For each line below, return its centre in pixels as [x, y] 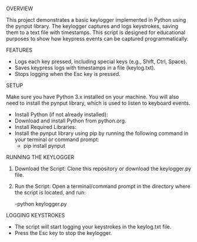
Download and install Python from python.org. [70, 121]
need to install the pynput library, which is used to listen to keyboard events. [98, 103]
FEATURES [19, 50]
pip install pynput [44, 146]
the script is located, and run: [50, 193]
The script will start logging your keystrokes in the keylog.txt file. [93, 227]
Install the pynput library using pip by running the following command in [101, 133]
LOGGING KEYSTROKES [36, 215]
